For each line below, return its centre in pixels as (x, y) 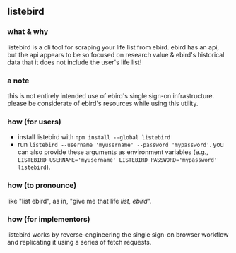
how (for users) (34, 122)
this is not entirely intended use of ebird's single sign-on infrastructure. (111, 95)
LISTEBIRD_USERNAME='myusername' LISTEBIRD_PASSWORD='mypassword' (117, 160)
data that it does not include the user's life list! (75, 62)
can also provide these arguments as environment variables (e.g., (113, 152)
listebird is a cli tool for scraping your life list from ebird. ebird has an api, (113, 47)
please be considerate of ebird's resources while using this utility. (103, 103)
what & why (28, 32)
